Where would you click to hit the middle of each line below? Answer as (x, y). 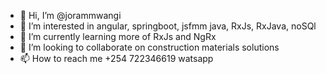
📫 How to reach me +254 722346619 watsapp (116, 58)
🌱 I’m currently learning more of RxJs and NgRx (118, 36)
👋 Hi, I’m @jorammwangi (70, 15)
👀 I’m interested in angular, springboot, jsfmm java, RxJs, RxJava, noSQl (168, 26)
